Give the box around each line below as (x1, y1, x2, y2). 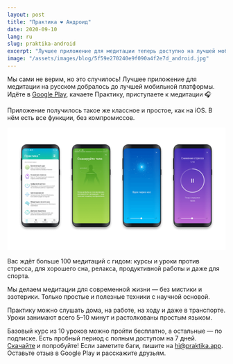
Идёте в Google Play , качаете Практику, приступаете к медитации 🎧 (7, 90, 212, 98)
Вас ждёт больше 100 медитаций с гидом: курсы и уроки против (7, 257, 200, 266)
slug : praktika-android (7, 40, 76, 48)
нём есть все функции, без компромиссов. (7, 113, 135, 121)
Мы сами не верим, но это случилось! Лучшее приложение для (7, 75, 198, 83)
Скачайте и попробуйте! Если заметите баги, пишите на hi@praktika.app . (7, 342, 223, 350)
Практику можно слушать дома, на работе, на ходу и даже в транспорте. (7, 306, 226, 315)
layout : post (7, 11, 45, 18)
